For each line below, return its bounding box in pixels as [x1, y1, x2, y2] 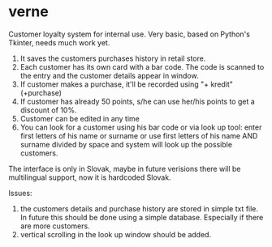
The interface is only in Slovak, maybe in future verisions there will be [8, 164, 241, 173]
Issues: [8, 188, 32, 198]
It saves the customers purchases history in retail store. [19, 53, 206, 63]
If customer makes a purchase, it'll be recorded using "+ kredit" [19, 79, 234, 89]
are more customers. [19, 221, 91, 231]
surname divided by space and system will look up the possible [19, 139, 233, 149]
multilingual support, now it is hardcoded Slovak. [8, 172, 172, 182]
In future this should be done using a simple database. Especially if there [19, 212, 264, 222]
